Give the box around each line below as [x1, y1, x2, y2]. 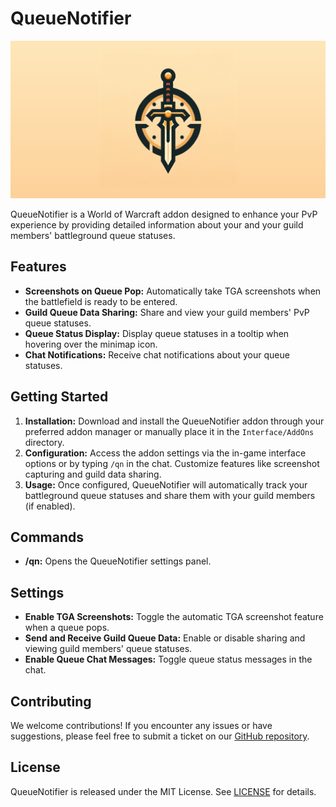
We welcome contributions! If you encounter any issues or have [10, 720, 273, 731]
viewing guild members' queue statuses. [24, 643, 193, 655]
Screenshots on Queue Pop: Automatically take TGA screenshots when [24, 285, 322, 297]
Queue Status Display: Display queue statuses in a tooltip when [24, 327, 290, 339]
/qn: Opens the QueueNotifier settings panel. [24, 555, 212, 567]
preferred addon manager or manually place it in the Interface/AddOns [24, 425, 315, 437]
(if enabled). [24, 500, 76, 512]
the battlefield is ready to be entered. [24, 295, 178, 307]
